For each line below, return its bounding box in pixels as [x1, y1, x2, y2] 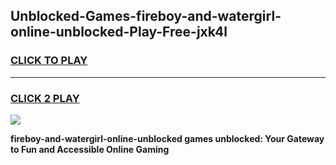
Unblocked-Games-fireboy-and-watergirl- [10, 8, 282, 25]
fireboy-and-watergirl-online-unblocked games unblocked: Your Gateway [10, 132, 325, 144]
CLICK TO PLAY [10, 54, 88, 68]
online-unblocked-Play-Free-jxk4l [10, 24, 228, 41]
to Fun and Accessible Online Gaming [10, 143, 170, 155]
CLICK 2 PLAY [10, 91, 80, 105]
